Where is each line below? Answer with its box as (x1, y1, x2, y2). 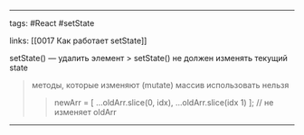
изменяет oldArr (53, 107, 118, 117)
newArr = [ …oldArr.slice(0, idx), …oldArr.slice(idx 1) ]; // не (53, 97, 274, 108)
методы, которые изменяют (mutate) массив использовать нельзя (31, 80, 290, 90)
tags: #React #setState (9, 18, 95, 28)
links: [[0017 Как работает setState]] (9, 35, 147, 46)
